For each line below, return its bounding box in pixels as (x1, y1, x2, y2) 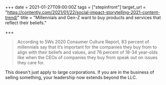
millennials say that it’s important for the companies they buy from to (17, 44, 157, 50)
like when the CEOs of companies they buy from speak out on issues (17, 55, 158, 60)
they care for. (17, 60, 45, 65)
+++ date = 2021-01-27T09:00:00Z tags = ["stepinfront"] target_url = (5, 4, 146, 10)
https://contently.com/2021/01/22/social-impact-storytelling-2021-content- (7, 9, 160, 15)
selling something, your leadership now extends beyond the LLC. (5, 75, 137, 80)
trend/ (5, 15, 18, 20)
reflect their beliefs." (5, 20, 47, 26)
